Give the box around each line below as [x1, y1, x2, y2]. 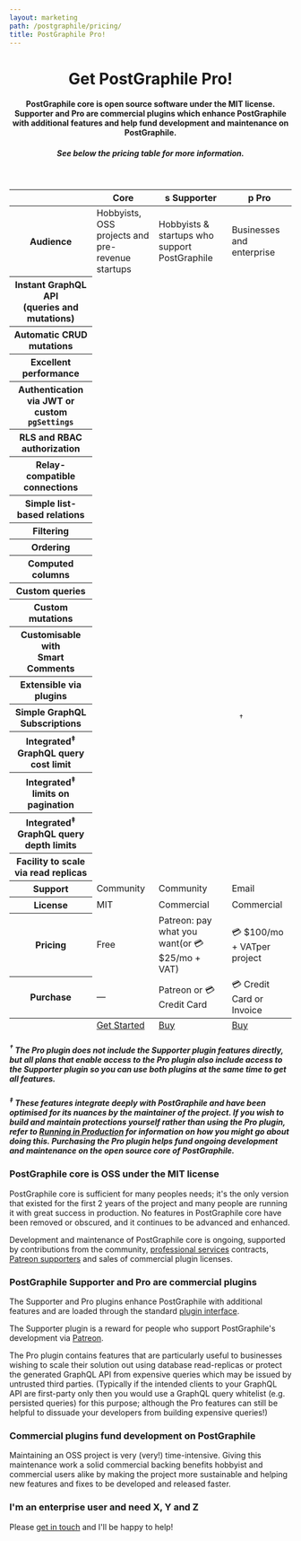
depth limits [24, 839, 77, 852]
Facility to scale [16, 855, 86, 868]
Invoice [231, 1003, 262, 1016]
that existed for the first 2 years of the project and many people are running [9, 1197, 288, 1208]
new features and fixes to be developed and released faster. [9, 1478, 231, 1490]
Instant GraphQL [14, 279, 87, 292]
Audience [30, 235, 73, 248]
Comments [26, 662, 75, 675]
